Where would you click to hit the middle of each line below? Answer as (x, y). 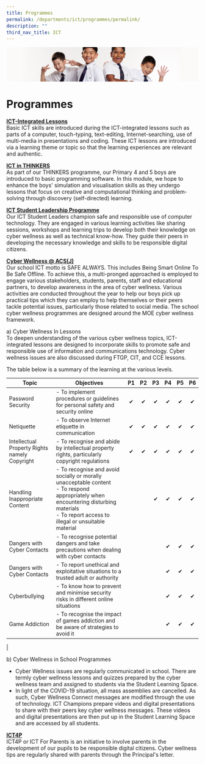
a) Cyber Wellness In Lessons (44, 331)
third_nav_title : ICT (34, 32)
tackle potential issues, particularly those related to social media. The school (103, 306)
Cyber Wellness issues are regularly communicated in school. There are (106, 671)
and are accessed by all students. (57, 723)
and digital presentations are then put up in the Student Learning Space (105, 716)
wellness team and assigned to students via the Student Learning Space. (107, 684)
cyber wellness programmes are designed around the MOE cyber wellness (100, 313)
